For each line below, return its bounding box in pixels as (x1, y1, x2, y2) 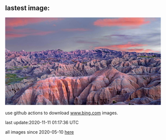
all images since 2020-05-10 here (5, 129, 74, 135)
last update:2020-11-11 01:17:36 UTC (5, 120, 79, 126)
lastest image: (5, 4, 50, 12)
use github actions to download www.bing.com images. (5, 110, 119, 116)
